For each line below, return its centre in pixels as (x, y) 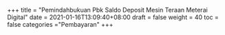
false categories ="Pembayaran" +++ (60, 24)
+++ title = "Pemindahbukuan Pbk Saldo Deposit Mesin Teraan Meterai (107, 10)
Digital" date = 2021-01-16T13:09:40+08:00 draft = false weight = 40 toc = (113, 17)
